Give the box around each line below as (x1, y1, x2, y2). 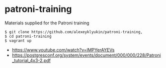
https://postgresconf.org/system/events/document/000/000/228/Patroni (11, 52, 161, 58)
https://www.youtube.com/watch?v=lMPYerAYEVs (11, 47, 115, 53)
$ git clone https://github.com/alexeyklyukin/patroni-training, (4, 29, 143, 34)
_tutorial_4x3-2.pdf (11, 57, 51, 63)
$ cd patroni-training (4, 34, 52, 39)
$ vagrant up (4, 38, 32, 43)
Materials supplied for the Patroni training (4, 20, 90, 26)
